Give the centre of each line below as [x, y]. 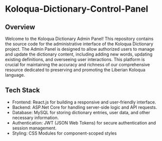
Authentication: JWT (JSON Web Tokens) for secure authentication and [84, 122]
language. [15, 75]
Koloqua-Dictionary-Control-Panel [77, 9]
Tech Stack [22, 91]
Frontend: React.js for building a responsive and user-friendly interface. [84, 102]
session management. [34, 128]
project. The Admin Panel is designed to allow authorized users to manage [80, 49]
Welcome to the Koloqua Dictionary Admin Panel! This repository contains [79, 39]
